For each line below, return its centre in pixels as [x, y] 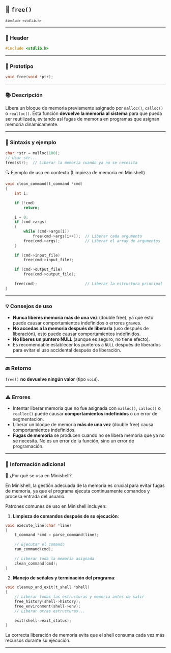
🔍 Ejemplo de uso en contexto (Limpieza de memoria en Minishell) [75, 173]
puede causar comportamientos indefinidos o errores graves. [77, 323]
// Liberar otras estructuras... [50, 611]
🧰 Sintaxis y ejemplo [31, 143]
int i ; [21, 194]
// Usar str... [21, 158]
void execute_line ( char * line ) [38, 525]
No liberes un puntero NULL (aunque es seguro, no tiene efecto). [81, 339]
